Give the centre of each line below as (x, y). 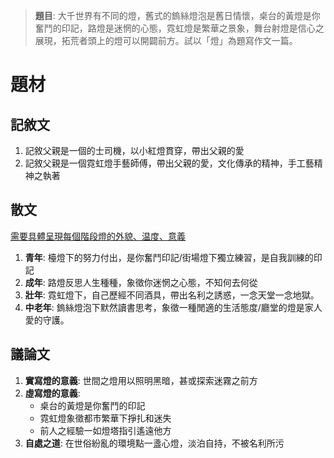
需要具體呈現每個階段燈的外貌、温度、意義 (98, 236)
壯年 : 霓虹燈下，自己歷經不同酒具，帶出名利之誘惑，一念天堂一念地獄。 (172, 295)
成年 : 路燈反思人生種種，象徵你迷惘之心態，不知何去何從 (141, 282)
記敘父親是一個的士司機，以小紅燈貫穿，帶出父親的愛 (134, 150)
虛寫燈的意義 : (52, 393)
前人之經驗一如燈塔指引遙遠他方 (105, 430)
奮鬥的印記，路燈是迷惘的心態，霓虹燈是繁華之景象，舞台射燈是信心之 (179, 28)
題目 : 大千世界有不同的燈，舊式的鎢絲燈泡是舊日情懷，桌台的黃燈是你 (177, 15)
